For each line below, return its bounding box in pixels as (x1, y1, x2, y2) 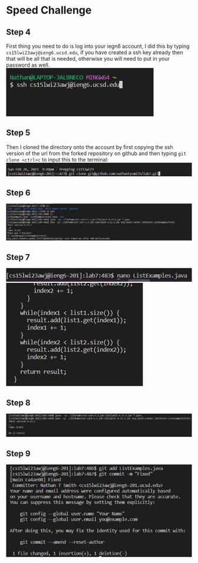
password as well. (6, 61, 50, 68)
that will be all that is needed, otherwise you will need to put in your (6, 55, 170, 62)
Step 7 (6, 252, 31, 262)
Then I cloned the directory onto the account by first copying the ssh (6, 143, 173, 150)
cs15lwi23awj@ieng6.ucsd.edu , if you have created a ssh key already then (6, 49, 183, 56)
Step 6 (6, 187, 31, 197)
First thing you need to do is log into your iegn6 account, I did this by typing (6, 42, 190, 50)
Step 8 (6, 397, 31, 407)
